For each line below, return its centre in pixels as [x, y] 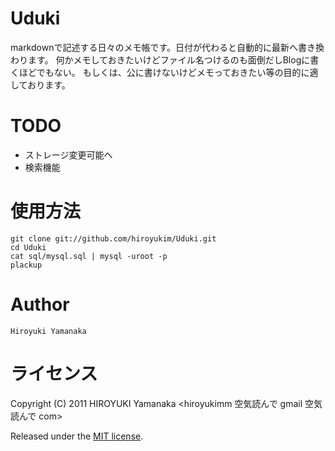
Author [40, 304]
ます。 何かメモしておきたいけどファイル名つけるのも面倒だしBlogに [169, 59]
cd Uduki [28, 247]
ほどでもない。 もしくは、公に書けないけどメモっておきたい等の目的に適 [168, 72]
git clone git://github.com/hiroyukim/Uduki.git [113, 238]
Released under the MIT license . [77, 436]
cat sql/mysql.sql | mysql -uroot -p [89, 256]
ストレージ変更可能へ [68, 154]
